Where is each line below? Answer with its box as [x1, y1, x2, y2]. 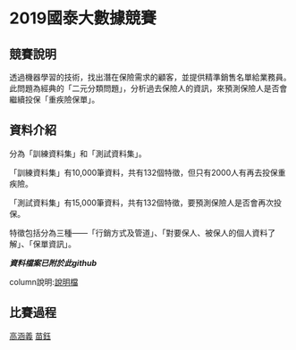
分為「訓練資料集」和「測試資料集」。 [9, 148, 147, 159]
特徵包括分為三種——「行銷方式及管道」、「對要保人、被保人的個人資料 [9, 227, 268, 237]
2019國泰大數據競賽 [9, 8, 156, 29]
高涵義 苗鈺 [9, 330, 51, 341]
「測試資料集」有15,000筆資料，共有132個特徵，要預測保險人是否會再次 [9, 197, 275, 208]
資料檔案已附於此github [9, 257, 97, 268]
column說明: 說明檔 [9, 276, 79, 287]
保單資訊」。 [32, 238, 76, 249]
